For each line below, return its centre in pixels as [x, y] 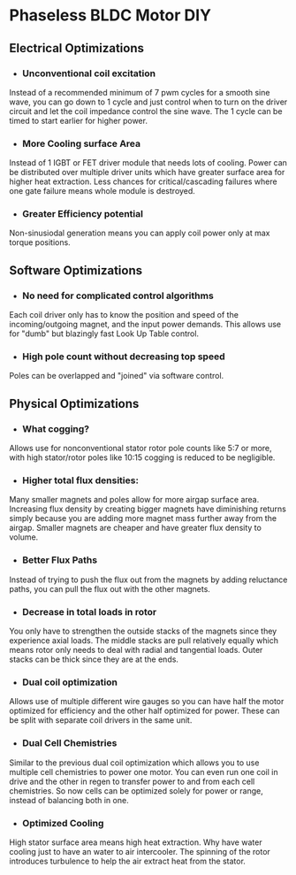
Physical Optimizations [74, 403]
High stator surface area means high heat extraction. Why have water [136, 842]
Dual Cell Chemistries [69, 743]
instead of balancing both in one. [69, 800]
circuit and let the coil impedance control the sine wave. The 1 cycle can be [146, 111]
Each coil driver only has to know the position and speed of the [124, 315]
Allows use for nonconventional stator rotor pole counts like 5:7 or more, [140, 449]
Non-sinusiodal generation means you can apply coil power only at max [140, 233]
